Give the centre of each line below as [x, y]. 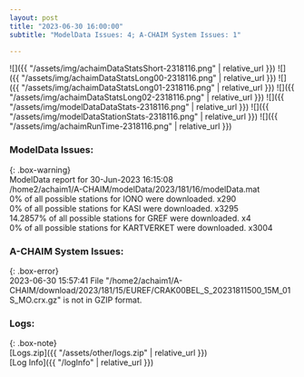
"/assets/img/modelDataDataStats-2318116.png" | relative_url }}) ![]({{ [139, 107]
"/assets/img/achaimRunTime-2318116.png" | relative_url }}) [121, 126]
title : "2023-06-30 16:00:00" [67, 26]
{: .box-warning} [40, 170]
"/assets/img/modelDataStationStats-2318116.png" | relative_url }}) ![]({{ [144, 117]
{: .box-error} [34, 271]
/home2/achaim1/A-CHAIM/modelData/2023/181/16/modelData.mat [135, 189]
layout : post [34, 18]
